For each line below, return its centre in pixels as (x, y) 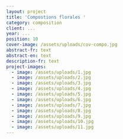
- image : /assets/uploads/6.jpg (51, 99)
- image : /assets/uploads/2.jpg (51, 77)
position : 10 (22, 39)
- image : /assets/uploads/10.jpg (53, 122)
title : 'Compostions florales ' (46, 17)
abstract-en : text (29, 56)
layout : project (26, 12)
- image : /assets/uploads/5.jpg (51, 94)
